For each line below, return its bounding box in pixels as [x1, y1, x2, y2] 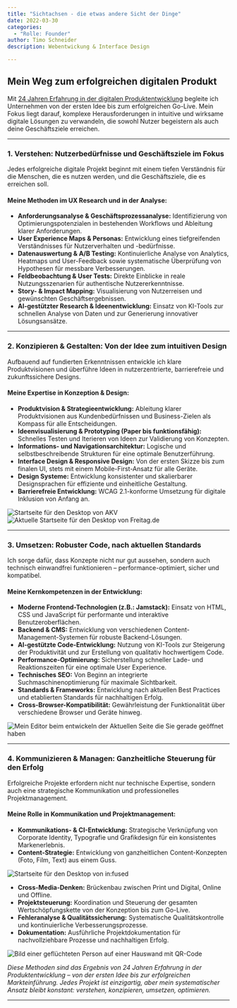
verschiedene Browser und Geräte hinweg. [17, 708, 142, 717]
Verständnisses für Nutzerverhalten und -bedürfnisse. [17, 242, 176, 250]
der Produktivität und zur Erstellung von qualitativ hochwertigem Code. [17, 648, 224, 656]
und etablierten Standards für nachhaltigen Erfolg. [17, 693, 164, 702]
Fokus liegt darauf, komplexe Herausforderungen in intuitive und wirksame [7, 109, 224, 117]
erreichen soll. [7, 180, 49, 188]
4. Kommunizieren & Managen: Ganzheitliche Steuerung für [7, 754, 217, 764]
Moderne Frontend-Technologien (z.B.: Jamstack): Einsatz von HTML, [17, 603, 227, 612]
